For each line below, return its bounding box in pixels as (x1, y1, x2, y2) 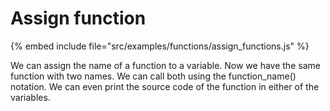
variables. (10, 91, 51, 103)
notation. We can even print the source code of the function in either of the (10, 80, 320, 92)
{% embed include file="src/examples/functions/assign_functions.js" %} (10, 40, 310, 52)
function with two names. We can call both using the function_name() (10, 70, 297, 82)
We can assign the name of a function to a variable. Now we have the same (10, 59, 321, 71)
